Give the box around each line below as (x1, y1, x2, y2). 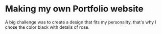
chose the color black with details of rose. (5, 24, 90, 30)
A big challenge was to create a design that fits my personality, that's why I (5, 19, 157, 25)
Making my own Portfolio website (5, 3, 143, 14)
